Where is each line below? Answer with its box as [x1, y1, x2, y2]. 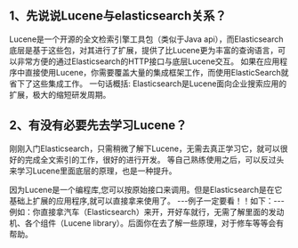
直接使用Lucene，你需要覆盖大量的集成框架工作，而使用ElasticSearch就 [24, 67, 289, 77]
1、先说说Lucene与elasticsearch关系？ [9, 8, 227, 24]
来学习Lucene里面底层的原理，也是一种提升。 [9, 165, 177, 176]
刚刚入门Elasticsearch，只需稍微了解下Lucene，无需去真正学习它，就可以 [9, 143, 280, 154]
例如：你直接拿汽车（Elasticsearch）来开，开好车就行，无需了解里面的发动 [9, 206, 285, 217]
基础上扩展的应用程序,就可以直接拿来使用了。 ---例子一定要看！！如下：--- [9, 195, 285, 206]
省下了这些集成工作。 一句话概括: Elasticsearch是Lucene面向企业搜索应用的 [9, 78, 287, 89]
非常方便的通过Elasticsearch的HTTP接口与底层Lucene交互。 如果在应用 [16, 56, 280, 67]
